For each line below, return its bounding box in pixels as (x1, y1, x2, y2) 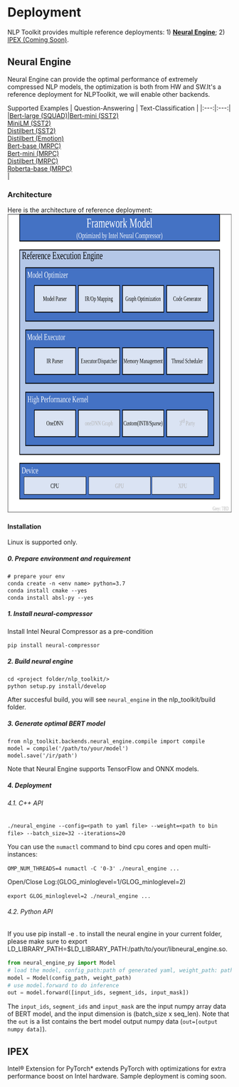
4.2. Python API (7, 908, 53, 916)
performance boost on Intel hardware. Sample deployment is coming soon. (7, 1072, 227, 1081)
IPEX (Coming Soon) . (7, 35, 69, 43)
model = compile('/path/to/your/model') (7, 745, 129, 753)
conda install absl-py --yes (7, 595, 94, 602)
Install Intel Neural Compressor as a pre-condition (7, 627, 154, 636)
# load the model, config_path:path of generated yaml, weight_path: (7, 967, 218, 974)
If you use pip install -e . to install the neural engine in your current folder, (7, 929, 223, 938)
